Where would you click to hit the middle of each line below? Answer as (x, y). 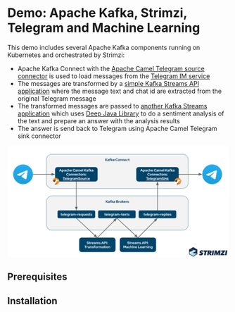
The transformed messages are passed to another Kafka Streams (112, 106)
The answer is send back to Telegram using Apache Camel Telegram (117, 128)
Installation (32, 301)
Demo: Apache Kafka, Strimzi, (97, 13)
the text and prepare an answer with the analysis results (99, 120)
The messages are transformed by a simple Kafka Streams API (108, 83)
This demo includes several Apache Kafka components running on (104, 47)
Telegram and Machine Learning (104, 28)
